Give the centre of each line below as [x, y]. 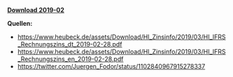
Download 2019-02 [36, 10]
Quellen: [20, 23]
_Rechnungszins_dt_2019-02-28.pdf [70, 44]
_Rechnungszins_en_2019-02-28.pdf [70, 59]
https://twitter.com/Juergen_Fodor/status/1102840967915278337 [111, 66]
